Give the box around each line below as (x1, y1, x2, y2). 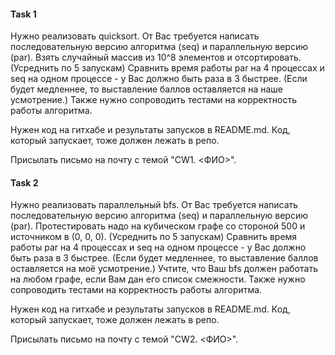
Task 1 (10, 8, 37, 20)
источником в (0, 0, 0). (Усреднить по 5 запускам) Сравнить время (10, 231, 298, 243)
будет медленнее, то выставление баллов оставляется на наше (10, 83, 283, 95)
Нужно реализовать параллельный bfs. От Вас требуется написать (10, 199, 299, 211)
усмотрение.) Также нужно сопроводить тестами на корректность (10, 94, 298, 106)
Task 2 (10, 176, 39, 189)
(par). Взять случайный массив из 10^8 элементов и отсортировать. (10, 51, 302, 64)
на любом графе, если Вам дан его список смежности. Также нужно (10, 273, 306, 285)
